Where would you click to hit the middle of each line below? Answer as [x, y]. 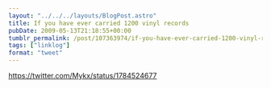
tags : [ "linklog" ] [39, 46]
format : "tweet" [35, 53]
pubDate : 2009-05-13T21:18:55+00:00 [70, 30]
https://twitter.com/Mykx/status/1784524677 [83, 76]
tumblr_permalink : [39, 38]
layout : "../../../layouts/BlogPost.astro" [83, 16]
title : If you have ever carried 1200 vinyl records [99, 23]
